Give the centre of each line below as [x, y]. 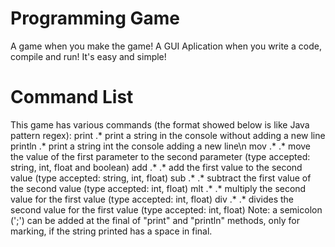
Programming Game [95, 18]
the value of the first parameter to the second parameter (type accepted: [160, 156]
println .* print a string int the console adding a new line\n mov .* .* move [161, 146]
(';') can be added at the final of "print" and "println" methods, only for [155, 220]
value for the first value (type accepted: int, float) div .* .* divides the [152, 199]
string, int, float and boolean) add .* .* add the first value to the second [156, 167]
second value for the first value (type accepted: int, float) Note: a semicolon [166, 209]
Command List [72, 97]
